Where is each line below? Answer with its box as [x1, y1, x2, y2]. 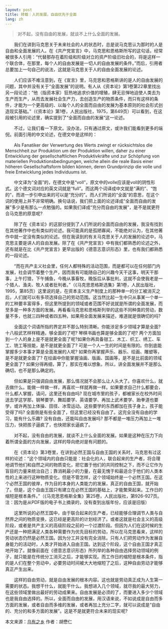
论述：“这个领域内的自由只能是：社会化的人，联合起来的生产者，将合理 [13, 455, 161, 461]
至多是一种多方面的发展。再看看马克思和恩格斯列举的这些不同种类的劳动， [5, 307, 158, 313]
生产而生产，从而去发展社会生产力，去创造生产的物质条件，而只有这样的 [5, 96, 154, 102]
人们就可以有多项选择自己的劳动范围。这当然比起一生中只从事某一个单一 [13, 294, 163, 300]
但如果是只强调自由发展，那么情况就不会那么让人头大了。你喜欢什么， [13, 378, 158, 384]
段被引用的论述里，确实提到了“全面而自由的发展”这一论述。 [5, 114, 127, 120]
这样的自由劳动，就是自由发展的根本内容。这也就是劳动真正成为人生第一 [13, 577, 163, 583]
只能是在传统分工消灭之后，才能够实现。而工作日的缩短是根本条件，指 [18, 553, 163, 560]
